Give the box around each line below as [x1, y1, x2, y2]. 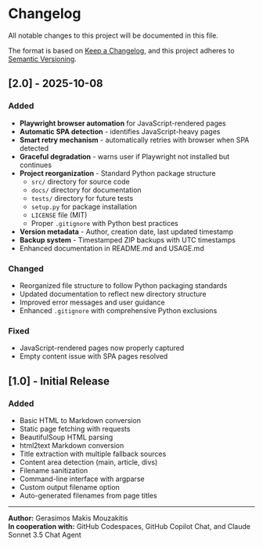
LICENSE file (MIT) [31, 210, 88, 220]
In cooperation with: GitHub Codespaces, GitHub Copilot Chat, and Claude [8, 521, 250, 531]
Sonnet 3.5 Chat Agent [8, 530, 82, 539]
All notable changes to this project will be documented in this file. [8, 31, 219, 40]
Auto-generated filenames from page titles [19, 490, 158, 500]
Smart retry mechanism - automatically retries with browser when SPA [19, 135, 250, 144]
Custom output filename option [19, 482, 120, 491]
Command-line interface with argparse [19, 474, 145, 483]
